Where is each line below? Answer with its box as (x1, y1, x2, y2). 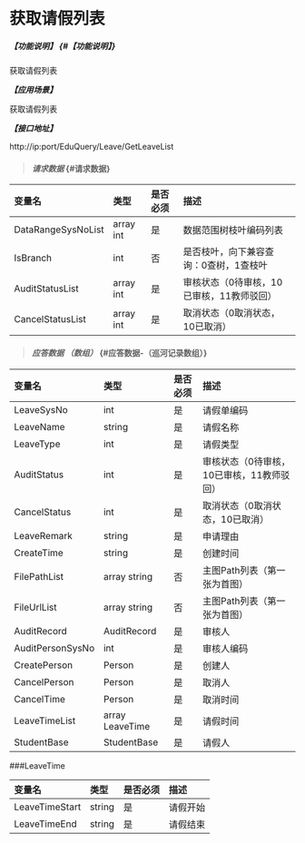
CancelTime (14, 692, 66, 705)
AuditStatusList (14, 282, 79, 295)
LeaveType (14, 437, 61, 450)
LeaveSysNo (14, 403, 68, 416)
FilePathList (14, 570, 64, 583)
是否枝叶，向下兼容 (182, 246, 265, 259)
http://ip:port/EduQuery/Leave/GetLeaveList (9, 142, 174, 152)
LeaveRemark (14, 529, 73, 542)
